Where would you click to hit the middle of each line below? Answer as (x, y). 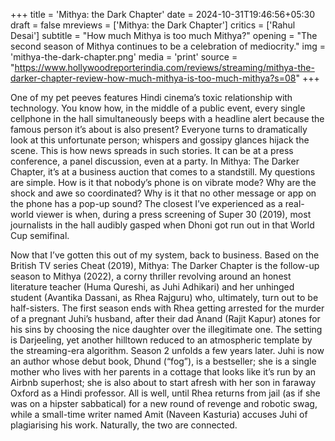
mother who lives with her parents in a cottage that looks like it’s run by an (163, 372)
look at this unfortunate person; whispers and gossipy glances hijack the (160, 140)
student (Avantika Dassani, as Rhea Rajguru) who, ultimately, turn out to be (164, 297)
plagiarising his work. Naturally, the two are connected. (124, 425)
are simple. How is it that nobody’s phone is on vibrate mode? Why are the (163, 182)
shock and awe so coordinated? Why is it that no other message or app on (163, 193)
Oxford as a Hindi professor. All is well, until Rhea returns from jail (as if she (165, 393)
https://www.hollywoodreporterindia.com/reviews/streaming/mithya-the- (164, 67)
